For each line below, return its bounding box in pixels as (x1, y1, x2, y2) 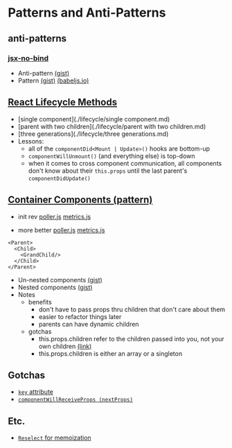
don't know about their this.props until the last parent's (28, 166, 188, 175)
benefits (28, 298, 53, 306)
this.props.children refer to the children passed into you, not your (38, 334, 224, 343)
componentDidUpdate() (28, 175, 91, 182)
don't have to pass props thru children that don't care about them (38, 305, 226, 313)
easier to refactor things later (38, 312, 122, 320)
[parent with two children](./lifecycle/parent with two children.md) (17, 122, 206, 130)
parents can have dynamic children (38, 320, 139, 328)
